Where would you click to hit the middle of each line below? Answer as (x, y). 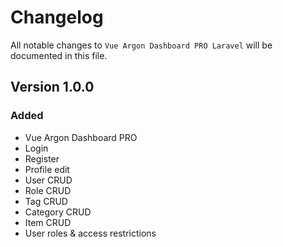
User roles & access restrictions (90, 233)
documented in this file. (59, 55)
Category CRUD (58, 212)
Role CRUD (48, 190)
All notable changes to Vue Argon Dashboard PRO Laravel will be (141, 45)
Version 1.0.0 (52, 87)
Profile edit (47, 169)
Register (42, 158)
